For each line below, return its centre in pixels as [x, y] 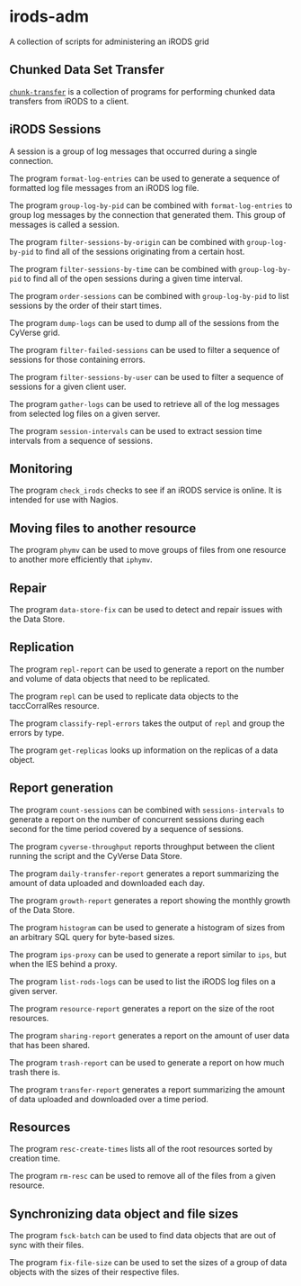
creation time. [35, 1158]
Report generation [62, 788]
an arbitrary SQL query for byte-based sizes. [92, 937]
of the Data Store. [42, 910]
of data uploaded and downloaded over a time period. [109, 1099]
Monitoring [41, 469]
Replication [42, 647]
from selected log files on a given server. [85, 413]
